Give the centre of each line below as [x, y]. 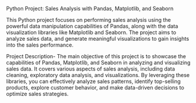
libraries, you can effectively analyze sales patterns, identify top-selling [94, 81]
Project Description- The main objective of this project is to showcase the [96, 56]
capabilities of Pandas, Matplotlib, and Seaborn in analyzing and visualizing [98, 62]
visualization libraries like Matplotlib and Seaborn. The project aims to [91, 32]
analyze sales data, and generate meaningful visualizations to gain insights [98, 39]
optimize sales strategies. [37, 94]
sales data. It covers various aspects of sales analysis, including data [91, 69]
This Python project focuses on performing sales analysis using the [88, 20]
